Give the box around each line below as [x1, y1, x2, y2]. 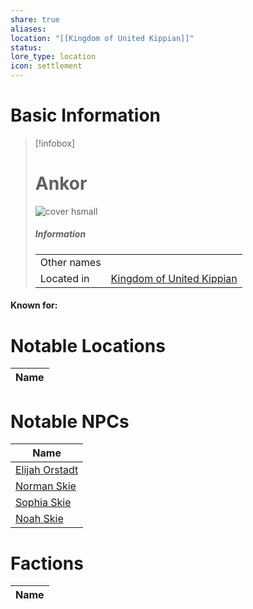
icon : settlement [10, 61, 83, 71]
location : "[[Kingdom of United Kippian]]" [10, 33, 195, 43]
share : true [10, 14, 60, 25]
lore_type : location [10, 52, 97, 62]
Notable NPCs [10, 410, 130, 433]
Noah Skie [15, 512, 64, 526]
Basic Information [10, 104, 162, 127]
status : [10, 42, 43, 53]
